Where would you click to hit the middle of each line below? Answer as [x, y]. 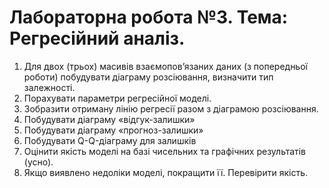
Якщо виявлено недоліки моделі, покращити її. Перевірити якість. [165, 172]
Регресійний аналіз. [97, 38]
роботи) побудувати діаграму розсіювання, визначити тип [148, 77]
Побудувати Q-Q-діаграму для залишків [110, 140]
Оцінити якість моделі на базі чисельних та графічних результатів [165, 151]
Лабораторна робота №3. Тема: [149, 17]
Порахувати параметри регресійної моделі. [117, 98]
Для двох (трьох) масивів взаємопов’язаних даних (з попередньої [165, 66]
